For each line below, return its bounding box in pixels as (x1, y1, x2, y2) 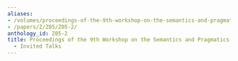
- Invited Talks (13, 43, 62, 50)
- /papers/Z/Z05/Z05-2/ (7, 23, 78, 30)
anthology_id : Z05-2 (7, 29, 69, 37)
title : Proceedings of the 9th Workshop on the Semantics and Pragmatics (7, 36, 230, 43)
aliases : (7, 10, 33, 18)
